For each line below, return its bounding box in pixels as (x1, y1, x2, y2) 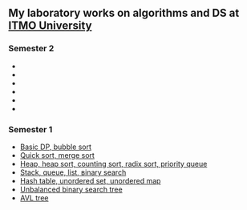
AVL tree (19, 192, 49, 203)
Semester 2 (8, 43, 55, 55)
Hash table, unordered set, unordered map (19, 176, 161, 185)
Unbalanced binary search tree (19, 184, 123, 194)
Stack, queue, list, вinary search (19, 168, 127, 177)
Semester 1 (8, 123, 53, 135)
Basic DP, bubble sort (19, 142, 92, 151)
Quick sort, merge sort (19, 150, 95, 160)
